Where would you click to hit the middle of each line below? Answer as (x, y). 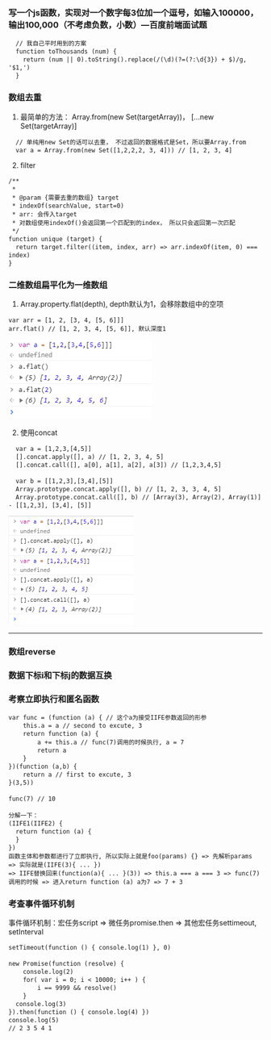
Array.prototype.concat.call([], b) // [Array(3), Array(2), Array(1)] (139, 497)
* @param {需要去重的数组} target (65, 198)
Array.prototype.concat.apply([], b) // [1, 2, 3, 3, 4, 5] (119, 489)
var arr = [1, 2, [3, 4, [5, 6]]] (67, 320)
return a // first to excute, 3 (77, 775)
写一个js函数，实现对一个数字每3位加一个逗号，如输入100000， (133, 12)
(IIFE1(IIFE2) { (35, 824)
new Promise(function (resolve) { (67, 964)
